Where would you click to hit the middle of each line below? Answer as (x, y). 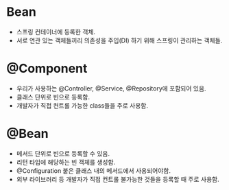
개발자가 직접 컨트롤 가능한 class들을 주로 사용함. (82, 105)
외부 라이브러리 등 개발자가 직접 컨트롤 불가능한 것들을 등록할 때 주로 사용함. (118, 179)
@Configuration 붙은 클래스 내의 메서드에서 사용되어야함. (93, 170)
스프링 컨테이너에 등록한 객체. (56, 32)
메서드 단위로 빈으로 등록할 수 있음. (63, 153)
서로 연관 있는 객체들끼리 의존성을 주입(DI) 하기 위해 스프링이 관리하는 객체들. (119, 40)
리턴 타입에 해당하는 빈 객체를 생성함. (66, 162)
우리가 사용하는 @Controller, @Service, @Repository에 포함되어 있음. (111, 88)
